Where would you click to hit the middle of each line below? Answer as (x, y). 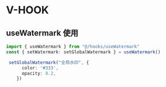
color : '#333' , (40, 68)
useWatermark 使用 (42, 33)
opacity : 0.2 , (39, 73)
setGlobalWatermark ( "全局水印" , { (49, 62)
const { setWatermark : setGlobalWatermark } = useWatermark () (83, 52)
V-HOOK (27, 10)
